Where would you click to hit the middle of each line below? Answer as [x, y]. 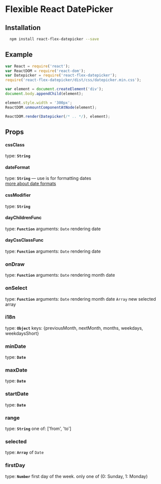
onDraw [15, 264]
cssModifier [18, 195]
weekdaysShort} [22, 333]
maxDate [16, 370]
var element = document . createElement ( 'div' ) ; [54, 89]
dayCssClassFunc [24, 240]
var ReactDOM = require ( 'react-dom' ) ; [45, 71]
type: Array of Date [24, 453]
